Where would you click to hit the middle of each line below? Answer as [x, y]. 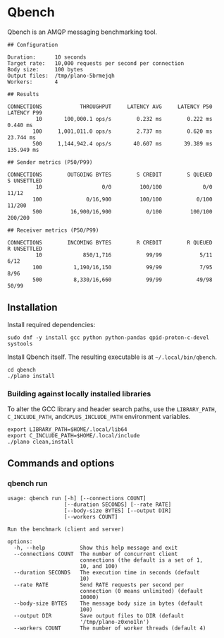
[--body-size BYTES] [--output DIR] [118, 510]
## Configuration [33, 45]
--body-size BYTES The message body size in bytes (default [108, 603]
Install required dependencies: [51, 324]
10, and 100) [99, 566]
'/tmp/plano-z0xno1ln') [115, 622]
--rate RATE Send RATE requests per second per [99, 585]
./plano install [31, 376]
